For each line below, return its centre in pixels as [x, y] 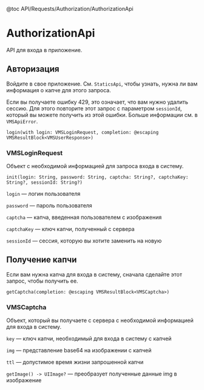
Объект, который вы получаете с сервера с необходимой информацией [100, 320]
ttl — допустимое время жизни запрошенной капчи [75, 362]
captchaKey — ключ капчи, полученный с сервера [70, 229]
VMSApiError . [22, 121]
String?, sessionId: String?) [45, 183]
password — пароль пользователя [49, 206]
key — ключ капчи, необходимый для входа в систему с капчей [89, 338]
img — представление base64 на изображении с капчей [79, 351]
